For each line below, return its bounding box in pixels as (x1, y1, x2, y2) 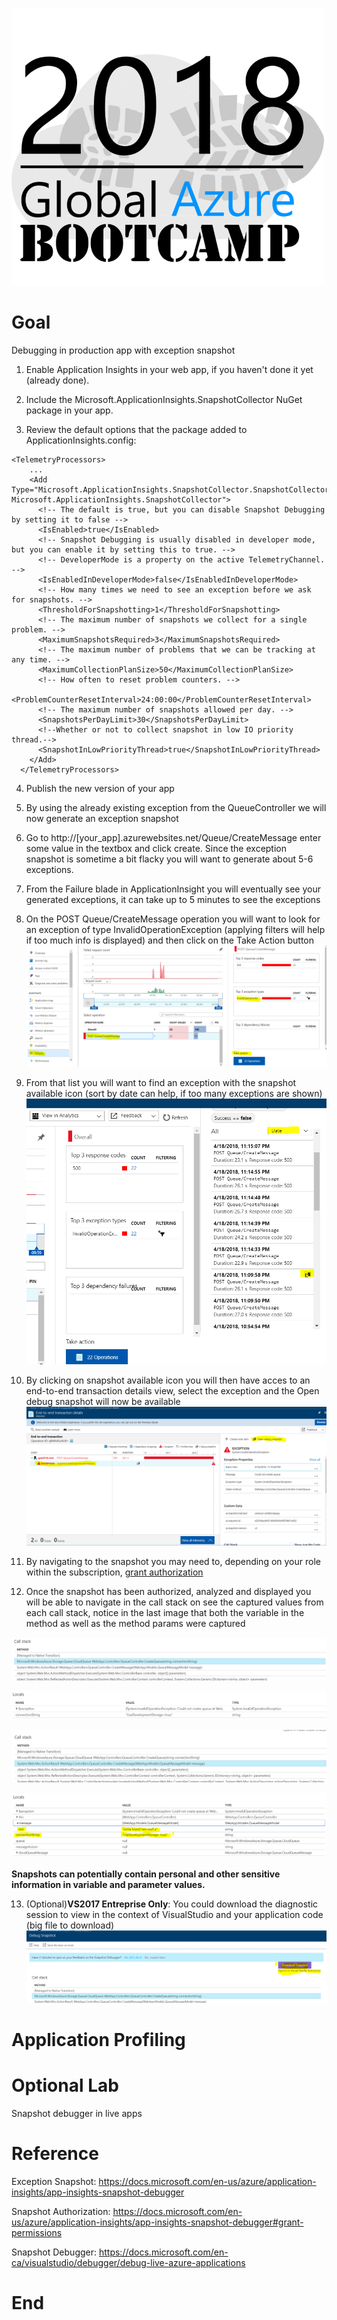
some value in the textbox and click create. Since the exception (25, 842, 288, 854)
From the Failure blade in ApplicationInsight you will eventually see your (25, 883, 321, 895)
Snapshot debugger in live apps (11, 2107, 143, 2119)
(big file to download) (25, 1919, 115, 1931)
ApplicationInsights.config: (25, 434, 137, 446)
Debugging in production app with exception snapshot (11, 344, 236, 356)
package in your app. (25, 404, 114, 416)
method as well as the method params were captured (25, 1617, 246, 1629)
